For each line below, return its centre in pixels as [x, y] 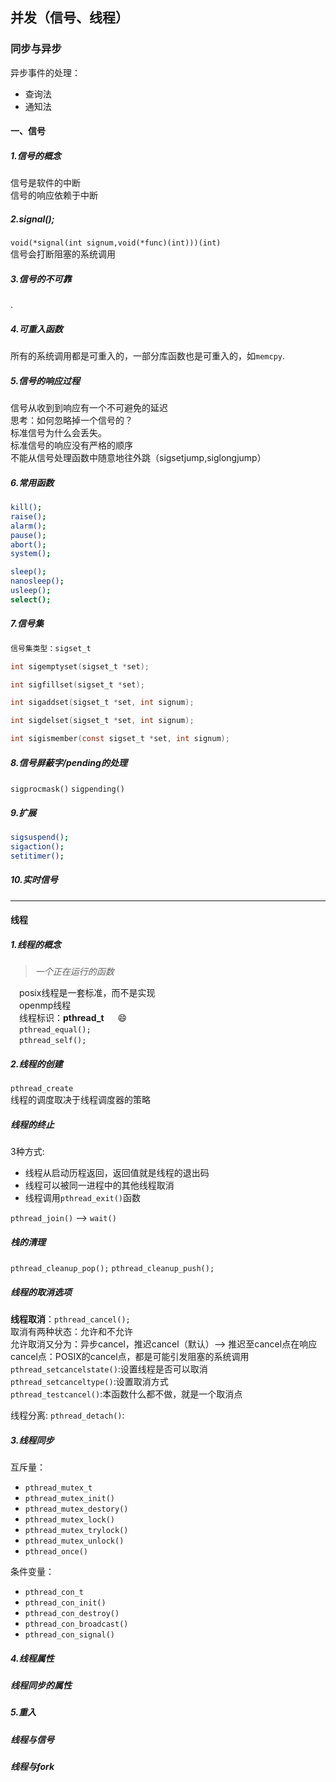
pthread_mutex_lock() [69, 1520]
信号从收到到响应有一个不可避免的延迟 [89, 408]
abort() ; [28, 544]
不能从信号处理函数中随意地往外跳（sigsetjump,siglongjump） [138, 458]
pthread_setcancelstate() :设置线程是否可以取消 [109, 1369]
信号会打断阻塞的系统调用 [63, 254]
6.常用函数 [32, 482]
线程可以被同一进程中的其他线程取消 [99, 1185]
